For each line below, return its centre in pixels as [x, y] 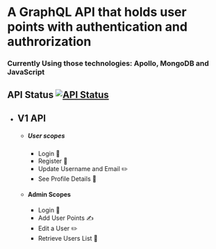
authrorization [49, 42]
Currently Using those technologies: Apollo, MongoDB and [108, 63]
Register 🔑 [53, 161]
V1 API [32, 118]
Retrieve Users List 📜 [68, 239]
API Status [31, 95]
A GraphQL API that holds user [97, 12]
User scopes [46, 136]
